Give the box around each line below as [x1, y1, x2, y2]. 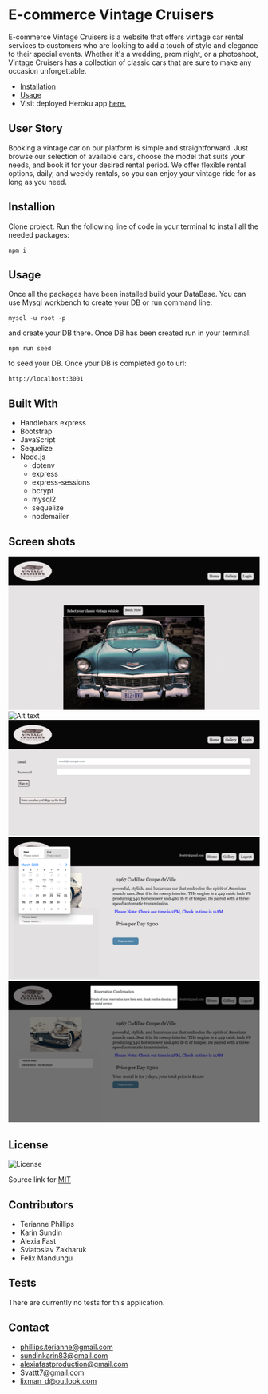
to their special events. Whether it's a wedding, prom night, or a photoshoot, [8, 49, 259, 58]
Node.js [19, 452, 46, 461]
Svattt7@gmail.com [19, 1368, 85, 1377]
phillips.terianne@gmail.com [19, 1342, 113, 1352]
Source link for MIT [8, 1175, 72, 1184]
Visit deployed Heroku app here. [19, 98, 126, 108]
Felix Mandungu [19, 1253, 73, 1263]
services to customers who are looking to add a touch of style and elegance [8, 40, 258, 50]
